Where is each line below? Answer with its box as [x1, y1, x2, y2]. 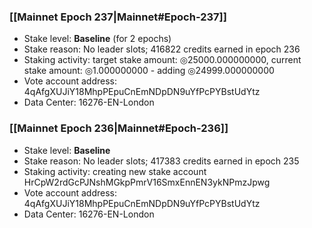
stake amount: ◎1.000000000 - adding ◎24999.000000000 [23, 65, 275, 77]
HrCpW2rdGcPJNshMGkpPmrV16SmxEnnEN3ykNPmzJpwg [23, 176, 271, 188]
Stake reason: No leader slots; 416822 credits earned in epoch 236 [23, 43, 301, 55]
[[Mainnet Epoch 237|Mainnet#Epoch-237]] [9, 10, 227, 24]
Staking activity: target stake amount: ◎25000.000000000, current [23, 54, 302, 66]
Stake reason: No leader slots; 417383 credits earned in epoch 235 [23, 155, 300, 167]
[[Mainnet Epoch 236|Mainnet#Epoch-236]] [9, 121, 229, 135]
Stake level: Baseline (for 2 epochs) [23, 33, 172, 45]
